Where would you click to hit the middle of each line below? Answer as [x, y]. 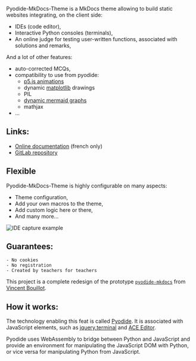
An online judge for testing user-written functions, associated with [96, 39]
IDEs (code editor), [38, 27]
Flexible [21, 172]
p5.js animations [44, 81]
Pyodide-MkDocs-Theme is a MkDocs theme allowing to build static [89, 9]
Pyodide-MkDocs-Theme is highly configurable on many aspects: [87, 186]
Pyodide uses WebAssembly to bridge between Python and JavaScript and [98, 339]
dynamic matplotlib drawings [59, 88]
